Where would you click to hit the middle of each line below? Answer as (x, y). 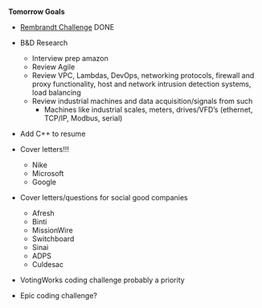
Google (44, 182)
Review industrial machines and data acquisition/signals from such (142, 101)
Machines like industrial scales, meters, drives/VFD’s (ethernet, (148, 109)
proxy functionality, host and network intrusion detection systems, (141, 84)
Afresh (43, 213)
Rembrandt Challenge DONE (67, 27)
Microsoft (48, 173)
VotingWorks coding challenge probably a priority (102, 280)
